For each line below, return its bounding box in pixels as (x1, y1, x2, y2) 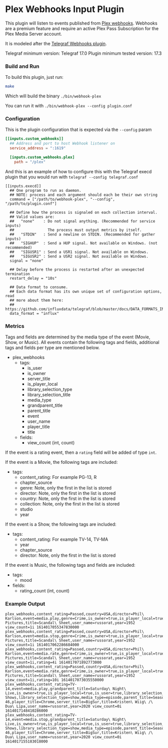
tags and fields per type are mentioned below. (5, 345, 100, 351)
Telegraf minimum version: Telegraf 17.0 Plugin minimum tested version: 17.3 (5, 50, 162, 56)
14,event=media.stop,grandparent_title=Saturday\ (5, 717, 111, 722)
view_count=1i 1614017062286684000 (5, 643, 79, 648)
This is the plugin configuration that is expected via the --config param (5, 127, 152, 133)
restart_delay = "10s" (9, 276, 57, 281)
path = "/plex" (14, 159, 46, 164)
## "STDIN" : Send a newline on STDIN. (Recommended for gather (9, 232, 155, 237)
